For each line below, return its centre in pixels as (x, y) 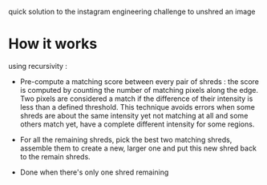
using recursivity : (38, 66)
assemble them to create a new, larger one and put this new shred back (138, 148)
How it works (53, 44)
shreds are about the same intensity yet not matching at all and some (134, 115)
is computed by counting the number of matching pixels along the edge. (139, 90)
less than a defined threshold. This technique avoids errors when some (137, 107)
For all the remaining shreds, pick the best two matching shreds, (126, 139)
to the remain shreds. (55, 156)
